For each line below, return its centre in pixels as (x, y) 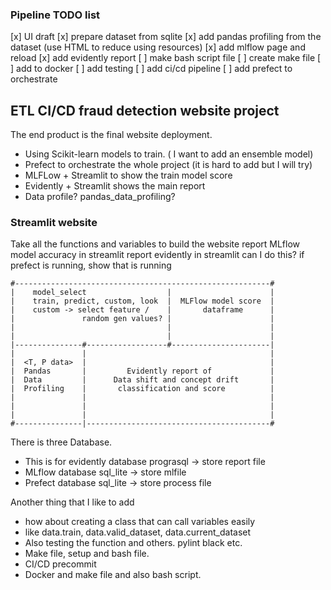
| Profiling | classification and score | (142, 389)
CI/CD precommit (60, 564)
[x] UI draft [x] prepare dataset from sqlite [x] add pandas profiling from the (166, 37)
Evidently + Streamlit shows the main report (115, 186)
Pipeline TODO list (55, 15)
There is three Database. (61, 442)
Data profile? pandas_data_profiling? (100, 197)
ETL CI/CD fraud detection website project (145, 110)
